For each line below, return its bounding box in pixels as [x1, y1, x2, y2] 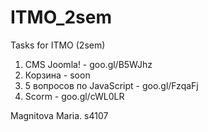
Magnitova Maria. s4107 [10, 109, 109, 121]
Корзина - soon [24, 69, 91, 81]
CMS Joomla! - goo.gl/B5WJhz [24, 58, 153, 70]
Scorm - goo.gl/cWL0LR [24, 90, 125, 102]
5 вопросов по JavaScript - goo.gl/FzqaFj [24, 79, 199, 91]
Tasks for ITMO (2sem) [10, 39, 106, 51]
